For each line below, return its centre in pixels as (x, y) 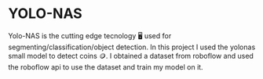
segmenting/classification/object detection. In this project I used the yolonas (132, 47)
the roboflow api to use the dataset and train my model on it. (106, 66)
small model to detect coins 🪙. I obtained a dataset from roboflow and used (131, 56)
